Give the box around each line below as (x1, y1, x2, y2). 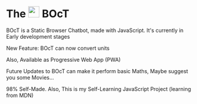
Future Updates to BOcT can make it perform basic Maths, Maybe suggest (6, 67, 189, 74)
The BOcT (6, 7, 70, 21)
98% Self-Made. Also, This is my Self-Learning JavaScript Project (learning (6, 85, 192, 92)
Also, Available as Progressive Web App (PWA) (6, 56, 121, 63)
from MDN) (6, 92, 34, 99)
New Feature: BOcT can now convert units (6, 45, 110, 52)
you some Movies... (6, 74, 55, 81)
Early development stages (6, 33, 70, 40)
